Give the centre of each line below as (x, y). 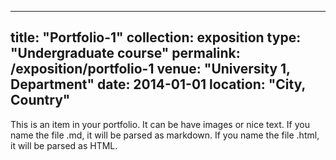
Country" (40, 100)
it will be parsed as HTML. (64, 145)
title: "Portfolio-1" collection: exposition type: (156, 37)
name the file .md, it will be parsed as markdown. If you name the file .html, (165, 135)
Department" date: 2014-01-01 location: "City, (158, 84)
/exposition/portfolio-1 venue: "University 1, (150, 69)
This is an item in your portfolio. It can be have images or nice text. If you (160, 124)
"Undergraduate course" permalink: (125, 53)
